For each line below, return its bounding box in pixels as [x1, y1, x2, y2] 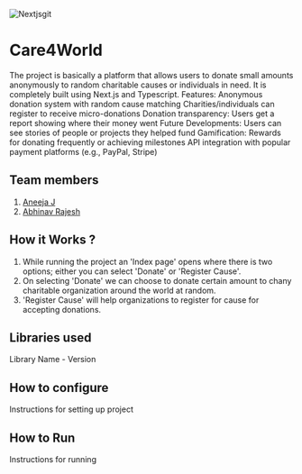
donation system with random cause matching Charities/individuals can [9, 98, 275, 109]
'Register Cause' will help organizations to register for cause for [22, 294, 260, 305]
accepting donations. [22, 304, 102, 314]
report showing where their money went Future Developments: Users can [9, 117, 282, 128]
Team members [9, 172, 99, 188]
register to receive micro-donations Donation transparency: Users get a [9, 108, 275, 119]
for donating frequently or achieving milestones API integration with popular [9, 136, 291, 148]
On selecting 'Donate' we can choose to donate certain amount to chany [22, 275, 292, 286]
